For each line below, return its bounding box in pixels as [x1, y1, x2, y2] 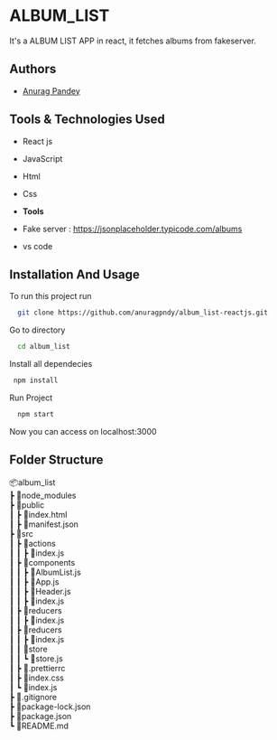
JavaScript [22, 153, 63, 164]
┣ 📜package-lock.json [9, 701, 91, 712]
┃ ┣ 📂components [9, 557, 76, 567]
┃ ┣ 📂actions [9, 538, 56, 548]
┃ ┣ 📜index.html [9, 509, 68, 520]
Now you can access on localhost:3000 [9, 426, 157, 436]
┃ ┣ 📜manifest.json [9, 519, 79, 529]
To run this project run [9, 291, 92, 302]
